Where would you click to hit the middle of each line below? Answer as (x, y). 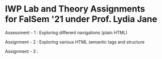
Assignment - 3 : (22, 51)
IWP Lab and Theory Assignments (75, 9)
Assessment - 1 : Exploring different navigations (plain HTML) (66, 32)
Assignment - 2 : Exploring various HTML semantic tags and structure (75, 42)
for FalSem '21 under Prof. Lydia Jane (81, 19)
